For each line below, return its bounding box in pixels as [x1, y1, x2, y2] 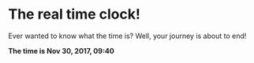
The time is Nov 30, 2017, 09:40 [8, 46, 114, 55]
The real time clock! [8, 5, 140, 23]
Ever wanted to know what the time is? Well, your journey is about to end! [8, 31, 247, 40]
